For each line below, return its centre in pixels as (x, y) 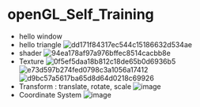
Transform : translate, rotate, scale (75, 86)
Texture (31, 61)
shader (30, 53)
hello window (40, 36)
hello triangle (40, 44)
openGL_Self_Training (81, 15)
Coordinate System (50, 94)
